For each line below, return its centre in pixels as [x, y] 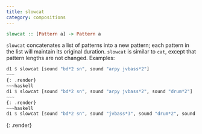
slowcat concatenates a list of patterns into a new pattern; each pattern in [98, 45]
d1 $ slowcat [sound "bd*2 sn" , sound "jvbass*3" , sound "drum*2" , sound [101, 114]
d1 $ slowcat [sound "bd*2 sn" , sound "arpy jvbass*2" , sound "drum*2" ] [99, 91]
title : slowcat [25, 12]
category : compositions [36, 17]
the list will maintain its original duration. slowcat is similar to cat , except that [101, 52]
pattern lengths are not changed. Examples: [61, 58]
